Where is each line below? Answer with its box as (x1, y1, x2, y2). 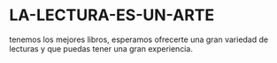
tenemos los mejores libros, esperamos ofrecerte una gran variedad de (9, 34, 268, 45)
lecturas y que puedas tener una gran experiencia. (9, 43, 193, 53)
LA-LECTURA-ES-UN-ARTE (9, 5, 215, 25)
